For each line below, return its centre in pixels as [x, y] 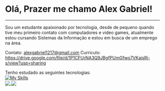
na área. [14, 43]
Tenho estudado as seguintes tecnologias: [48, 72]
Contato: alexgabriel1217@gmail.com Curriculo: [53, 52]
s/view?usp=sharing [26, 63]
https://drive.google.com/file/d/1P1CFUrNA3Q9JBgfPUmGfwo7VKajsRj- [78, 58]
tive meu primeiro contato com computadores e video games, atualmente [79, 32]
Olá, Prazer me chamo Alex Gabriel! [79, 9]
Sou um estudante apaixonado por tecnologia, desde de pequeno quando [80, 27]
